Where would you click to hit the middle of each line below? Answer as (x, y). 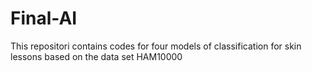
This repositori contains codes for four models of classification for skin (156, 46)
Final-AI (44, 18)
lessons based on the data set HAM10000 (96, 56)
